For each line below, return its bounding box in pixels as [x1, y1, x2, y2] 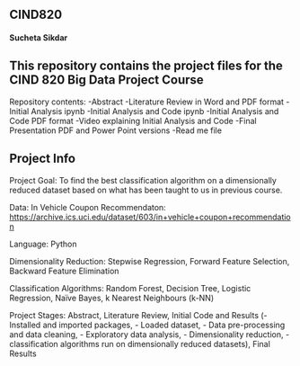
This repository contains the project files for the [9, 58, 283, 74]
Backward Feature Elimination [9, 265, 119, 276]
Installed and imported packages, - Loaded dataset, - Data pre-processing [9, 319, 286, 330]
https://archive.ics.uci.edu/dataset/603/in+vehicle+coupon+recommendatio [9, 211, 291, 222]
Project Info [9, 151, 76, 166]
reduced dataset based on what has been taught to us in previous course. [9, 184, 283, 195]
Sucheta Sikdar [9, 31, 68, 43]
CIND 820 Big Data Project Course [9, 72, 204, 88]
